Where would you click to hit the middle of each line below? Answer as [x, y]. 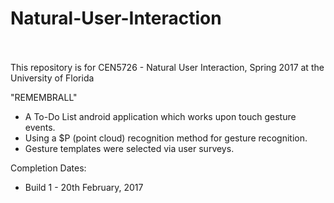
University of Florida [52, 78]
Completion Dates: [48, 168]
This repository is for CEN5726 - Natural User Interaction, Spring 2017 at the [167, 67]
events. [40, 127]
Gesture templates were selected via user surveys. [129, 148]
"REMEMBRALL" [44, 97]
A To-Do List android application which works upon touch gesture [160, 116]
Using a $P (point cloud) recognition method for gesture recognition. [166, 138]
